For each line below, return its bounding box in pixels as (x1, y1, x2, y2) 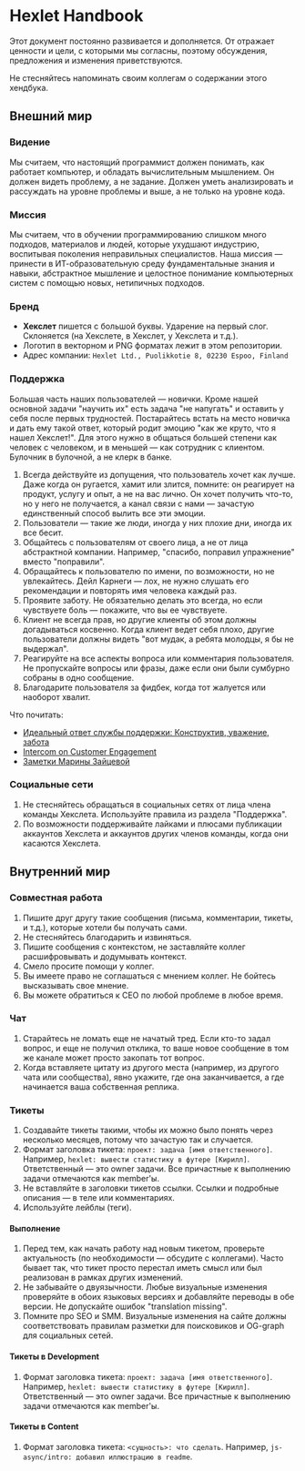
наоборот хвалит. (22, 691, 91, 702)
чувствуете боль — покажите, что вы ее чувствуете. (22, 604, 228, 615)
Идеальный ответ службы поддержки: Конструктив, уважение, (22, 726, 270, 737)
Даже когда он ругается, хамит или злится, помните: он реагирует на (22, 479, 295, 490)
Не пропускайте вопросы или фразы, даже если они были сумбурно (22, 662, 290, 674)
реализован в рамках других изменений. (22, 1272, 184, 1283)
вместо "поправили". (22, 556, 106, 567)
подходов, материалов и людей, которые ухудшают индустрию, (9, 238, 259, 249)
